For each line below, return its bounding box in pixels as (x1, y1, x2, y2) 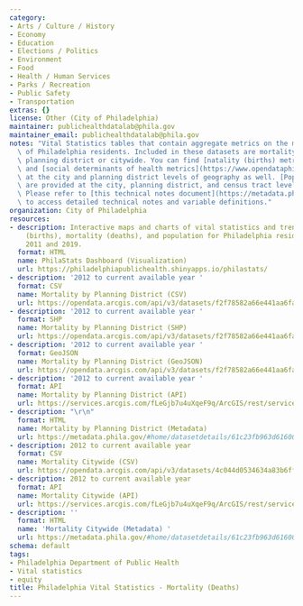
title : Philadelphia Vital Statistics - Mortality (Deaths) (9, 583, 241, 592)
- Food (9, 64, 34, 73)
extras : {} (9, 106, 50, 115)
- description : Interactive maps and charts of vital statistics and (9, 223, 277, 232)
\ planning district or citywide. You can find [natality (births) (17, 155, 277, 165)
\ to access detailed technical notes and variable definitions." (17, 197, 272, 207)
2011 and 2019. (25, 240, 83, 249)
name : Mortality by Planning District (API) (17, 390, 188, 399)
